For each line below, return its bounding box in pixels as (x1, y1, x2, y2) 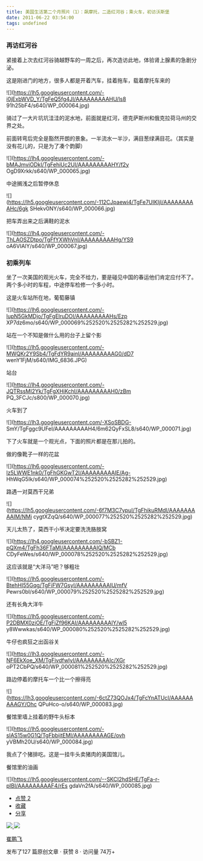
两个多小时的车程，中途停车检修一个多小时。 (6, 281, 118, 288)
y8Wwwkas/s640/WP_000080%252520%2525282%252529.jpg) (6, 625, 170, 632)
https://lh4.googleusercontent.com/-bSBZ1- (13, 537, 123, 544)
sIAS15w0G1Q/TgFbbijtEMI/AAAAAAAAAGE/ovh (6, 731, 126, 739)
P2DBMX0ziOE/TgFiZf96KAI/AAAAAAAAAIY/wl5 (6, 619, 127, 626)
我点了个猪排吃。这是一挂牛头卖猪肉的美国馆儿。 (6, 750, 128, 758)
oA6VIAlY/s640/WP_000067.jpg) (6, 242, 88, 249)
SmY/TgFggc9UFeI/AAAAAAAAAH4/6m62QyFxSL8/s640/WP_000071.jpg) (6, 425, 192, 432)
